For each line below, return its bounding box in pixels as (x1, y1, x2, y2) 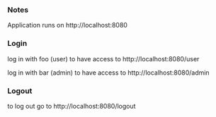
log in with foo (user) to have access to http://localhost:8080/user (7, 54, 200, 63)
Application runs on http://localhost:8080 (7, 21, 127, 30)
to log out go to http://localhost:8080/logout (7, 101, 136, 110)
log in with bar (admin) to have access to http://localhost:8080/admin (7, 68, 210, 77)
